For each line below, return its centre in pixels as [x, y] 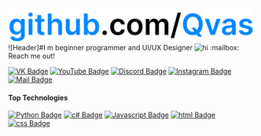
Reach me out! [31, 56]
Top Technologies [38, 97]
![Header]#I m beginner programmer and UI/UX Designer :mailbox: [124, 48]
